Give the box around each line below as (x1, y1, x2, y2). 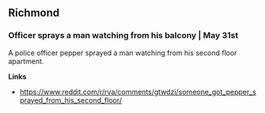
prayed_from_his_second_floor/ (19, 95, 123, 105)
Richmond (8, 6, 60, 20)
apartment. (8, 56, 44, 66)
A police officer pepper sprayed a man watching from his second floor (8, 47, 237, 58)
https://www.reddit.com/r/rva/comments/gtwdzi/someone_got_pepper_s (19, 87, 257, 96)
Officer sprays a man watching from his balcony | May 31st (8, 30, 239, 41)
